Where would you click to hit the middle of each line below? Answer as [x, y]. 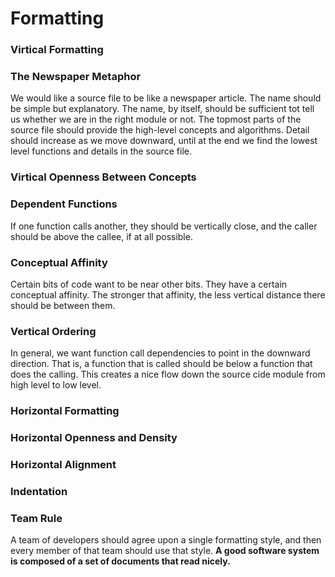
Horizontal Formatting [65, 411]
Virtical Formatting [57, 50]
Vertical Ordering [53, 331]
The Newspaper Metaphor [76, 77]
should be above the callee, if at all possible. [101, 236]
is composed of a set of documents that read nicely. [120, 561]
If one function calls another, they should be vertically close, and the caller [164, 226]
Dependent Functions [64, 204]
